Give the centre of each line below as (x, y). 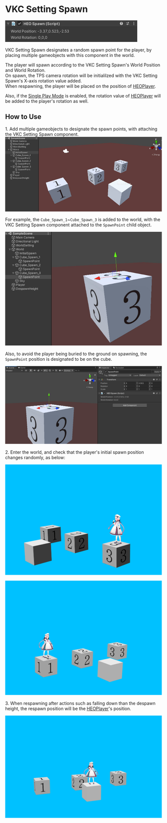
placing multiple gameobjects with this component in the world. (70, 55)
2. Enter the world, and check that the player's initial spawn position (75, 452)
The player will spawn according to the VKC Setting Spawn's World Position (83, 65)
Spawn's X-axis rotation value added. (43, 80)
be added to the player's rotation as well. (47, 101)
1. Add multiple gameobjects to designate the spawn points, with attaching (81, 129)
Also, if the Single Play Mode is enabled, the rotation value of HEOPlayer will (83, 95)
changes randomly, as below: (35, 457)
